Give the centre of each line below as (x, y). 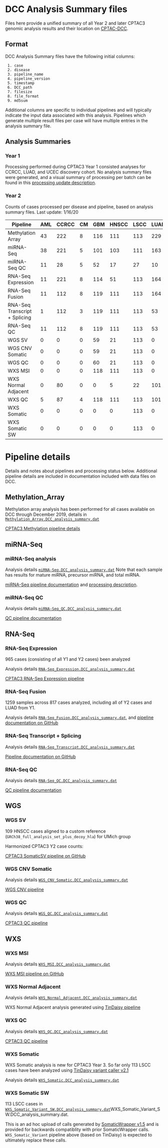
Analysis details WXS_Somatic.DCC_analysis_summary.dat (62, 1080)
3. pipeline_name (25, 74)
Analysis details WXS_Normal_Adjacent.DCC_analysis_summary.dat (71, 998)
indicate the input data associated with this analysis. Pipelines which (76, 115)
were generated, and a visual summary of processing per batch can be (78, 177)
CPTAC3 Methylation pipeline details (43, 529)
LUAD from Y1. (20, 708)
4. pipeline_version (29, 79)
